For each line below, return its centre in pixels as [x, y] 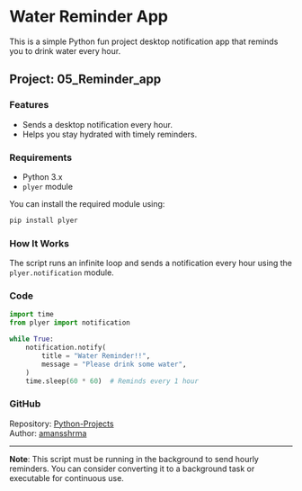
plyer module [48, 186]
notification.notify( [66, 348]
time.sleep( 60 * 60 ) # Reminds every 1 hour [112, 381]
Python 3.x [42, 176]
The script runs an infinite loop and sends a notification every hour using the [151, 263]
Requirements [41, 157]
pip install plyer [44, 220]
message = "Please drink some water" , [114, 364]
